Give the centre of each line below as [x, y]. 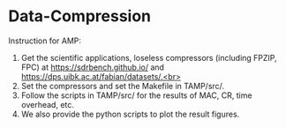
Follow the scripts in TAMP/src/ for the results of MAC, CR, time [136, 95]
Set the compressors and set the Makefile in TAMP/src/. [123, 86]
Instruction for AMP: [45, 41]
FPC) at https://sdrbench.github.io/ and [93, 67]
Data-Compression [80, 16]
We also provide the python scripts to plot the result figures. [130, 114]
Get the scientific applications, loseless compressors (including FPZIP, [149, 57]
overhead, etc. [47, 104]
